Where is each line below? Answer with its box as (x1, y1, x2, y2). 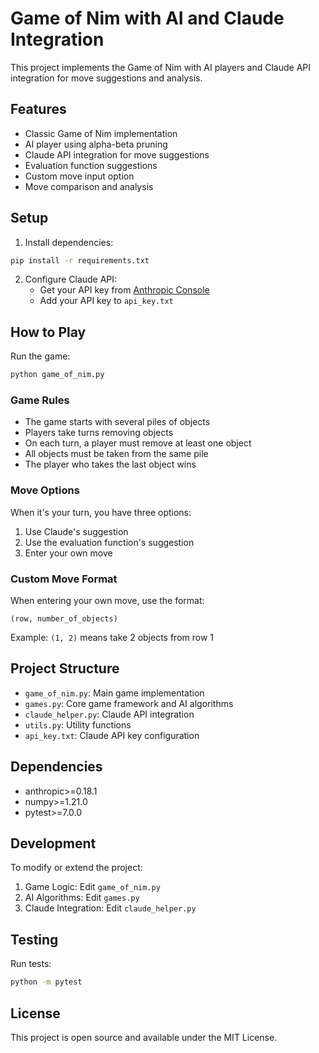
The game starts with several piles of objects (24, 416, 211, 428)
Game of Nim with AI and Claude (10, 7, 285, 30)
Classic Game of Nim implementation (24, 127, 178, 139)
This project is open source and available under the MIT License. (10, 1031, 278, 1043)
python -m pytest (10, 977, 83, 987)
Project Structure (10, 660, 120, 677)
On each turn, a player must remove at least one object (24, 437, 252, 449)
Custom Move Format (10, 572, 118, 586)
